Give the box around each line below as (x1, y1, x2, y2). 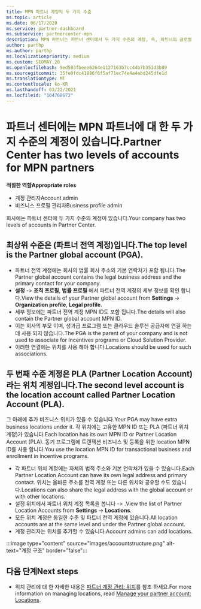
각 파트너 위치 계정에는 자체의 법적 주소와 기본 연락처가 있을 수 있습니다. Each (14, 465, 194, 472)
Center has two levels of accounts (6, 148, 179, 162)
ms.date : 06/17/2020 (6, 20, 58, 26)
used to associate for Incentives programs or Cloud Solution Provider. (14, 336, 187, 343)
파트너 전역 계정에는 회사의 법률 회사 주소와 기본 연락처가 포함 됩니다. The (14, 266, 186, 273)
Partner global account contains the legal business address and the (14, 273, 181, 281)
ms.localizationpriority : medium (6, 53, 90, 59)
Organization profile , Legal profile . (14, 301, 103, 308)
